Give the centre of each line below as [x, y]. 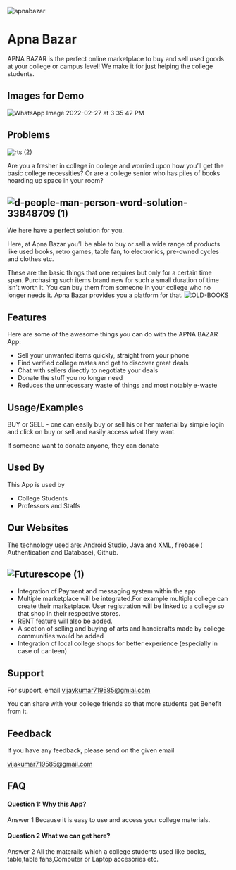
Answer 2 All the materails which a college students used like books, [107, 851]
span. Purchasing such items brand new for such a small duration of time [113, 280]
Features [27, 317]
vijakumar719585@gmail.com [50, 764]
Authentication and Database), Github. [63, 552]
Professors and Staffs [49, 505]
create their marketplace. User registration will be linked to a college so [121, 606]
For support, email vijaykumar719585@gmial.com [79, 691]
